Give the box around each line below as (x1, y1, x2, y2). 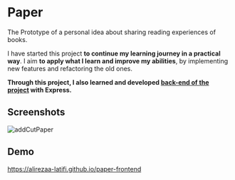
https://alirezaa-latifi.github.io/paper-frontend (7, 164, 142, 173)
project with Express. (7, 85, 72, 94)
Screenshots (7, 106, 66, 118)
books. (7, 35, 28, 43)
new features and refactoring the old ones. (7, 64, 133, 73)
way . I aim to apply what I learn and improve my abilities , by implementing (7, 56, 229, 65)
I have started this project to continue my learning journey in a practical (7, 49, 221, 58)
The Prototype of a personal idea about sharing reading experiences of (7, 28, 216, 36)
